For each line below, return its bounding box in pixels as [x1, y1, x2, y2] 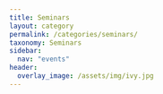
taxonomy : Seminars [9, 38, 82, 47]
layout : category [9, 21, 74, 30]
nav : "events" [17, 55, 70, 64]
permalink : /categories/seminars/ [9, 30, 139, 38]
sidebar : [9, 47, 42, 56]
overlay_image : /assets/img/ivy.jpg [17, 72, 154, 81]
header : [9, 64, 39, 73]
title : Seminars [9, 13, 70, 22]
